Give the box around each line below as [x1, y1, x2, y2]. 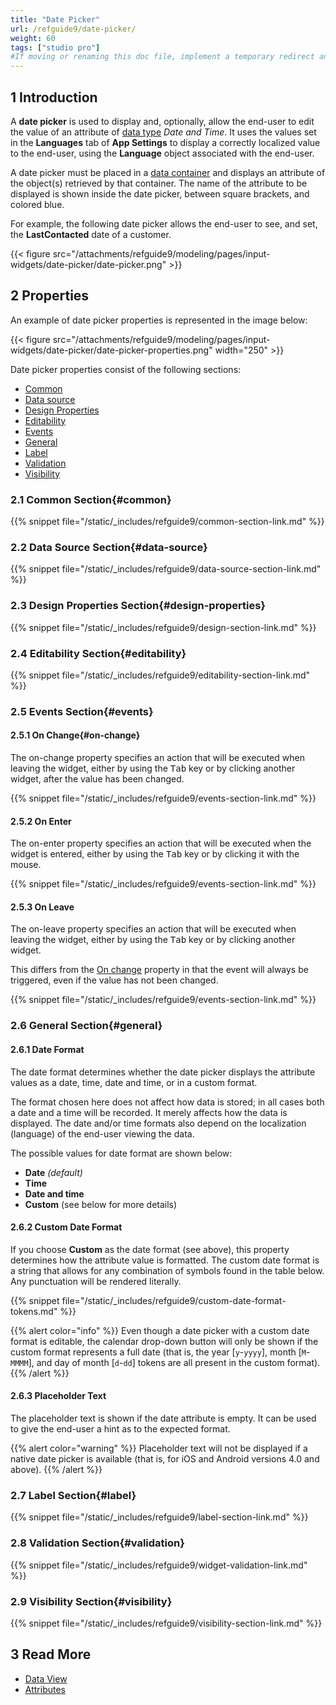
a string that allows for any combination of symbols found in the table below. [10, 1264, 325, 1276]
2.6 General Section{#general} [10, 1019, 163, 1033]
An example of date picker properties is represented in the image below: [10, 314, 308, 326]
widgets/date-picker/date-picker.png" [10, 258, 167, 270]
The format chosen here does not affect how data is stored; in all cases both [10, 1096, 325, 1108]
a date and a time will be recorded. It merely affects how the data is [10, 1106, 288, 1118]
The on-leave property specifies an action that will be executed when [10, 923, 297, 935]
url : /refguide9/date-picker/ [10, 24, 137, 34]
